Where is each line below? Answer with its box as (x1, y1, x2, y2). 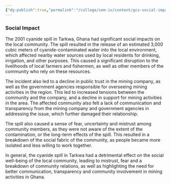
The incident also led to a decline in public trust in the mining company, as (5, 78, 161, 84)
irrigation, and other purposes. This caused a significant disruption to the (5, 57, 159, 64)
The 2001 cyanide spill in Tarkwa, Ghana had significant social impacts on (5, 36, 160, 42)
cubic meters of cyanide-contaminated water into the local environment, (5, 46, 157, 52)
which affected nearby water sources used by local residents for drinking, (5, 52, 160, 58)
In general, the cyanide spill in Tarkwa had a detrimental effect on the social (5, 152, 164, 158)
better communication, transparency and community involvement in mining (5, 168, 163, 174)
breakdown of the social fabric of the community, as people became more (5, 137, 161, 143)
